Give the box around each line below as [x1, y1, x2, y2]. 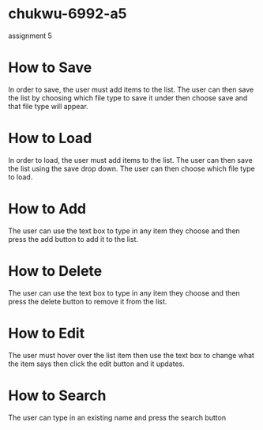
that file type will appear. [8, 101, 88, 111]
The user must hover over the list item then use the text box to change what [8, 350, 255, 360]
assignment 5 [8, 31, 53, 40]
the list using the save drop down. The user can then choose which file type [8, 164, 255, 173]
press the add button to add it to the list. [8, 234, 139, 243]
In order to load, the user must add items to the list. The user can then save [8, 155, 253, 164]
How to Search [8, 387, 107, 404]
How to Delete [8, 262, 103, 280]
